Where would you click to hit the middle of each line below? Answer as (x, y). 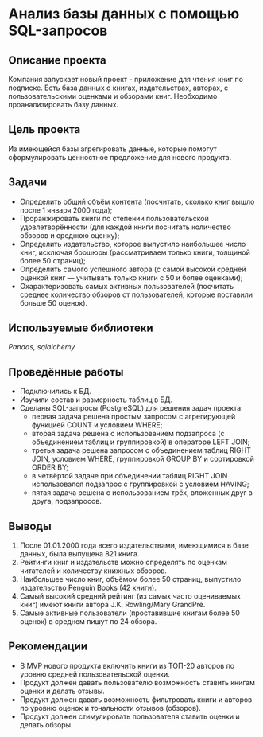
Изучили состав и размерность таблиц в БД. (96, 400)
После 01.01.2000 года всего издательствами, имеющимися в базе (134, 545)
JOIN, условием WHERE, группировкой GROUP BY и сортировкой (143, 459)
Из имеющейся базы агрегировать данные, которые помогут (112, 149)
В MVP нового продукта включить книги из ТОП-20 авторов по (127, 665)
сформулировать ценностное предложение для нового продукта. (120, 157)
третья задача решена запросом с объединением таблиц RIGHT (141, 450)
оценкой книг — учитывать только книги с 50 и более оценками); (131, 277)
